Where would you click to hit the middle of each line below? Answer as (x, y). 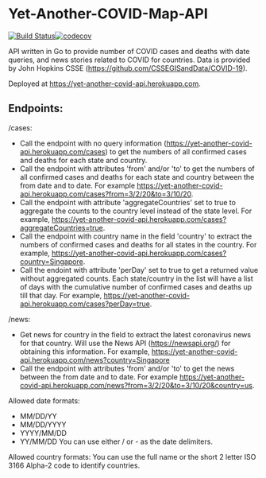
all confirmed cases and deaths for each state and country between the (137, 177)
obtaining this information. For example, (85, 352)
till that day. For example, (61, 295)
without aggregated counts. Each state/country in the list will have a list (137, 278)
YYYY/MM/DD (43, 433)
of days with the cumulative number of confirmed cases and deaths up (136, 286)
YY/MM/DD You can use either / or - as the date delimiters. (116, 441)
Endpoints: (36, 109)
